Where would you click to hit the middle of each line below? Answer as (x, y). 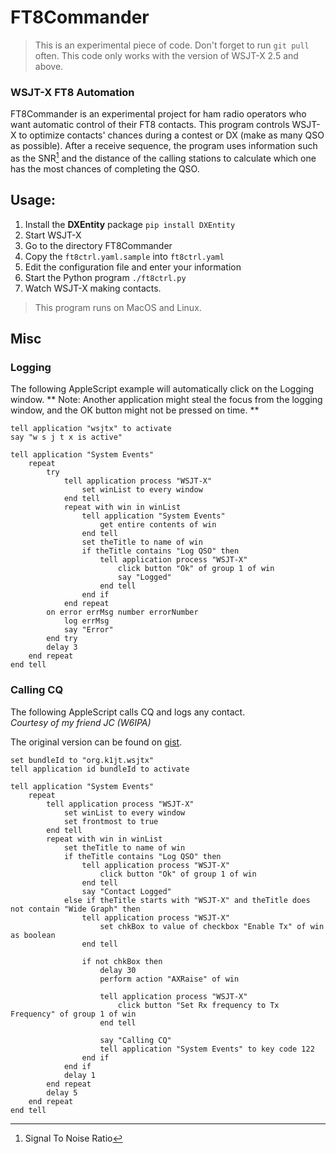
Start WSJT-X (53, 235)
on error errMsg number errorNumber (122, 612)
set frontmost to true (111, 821)
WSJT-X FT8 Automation (72, 92)
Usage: (33, 200)
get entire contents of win (158, 525)
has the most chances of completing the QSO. (105, 168)
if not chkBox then (122, 961)
